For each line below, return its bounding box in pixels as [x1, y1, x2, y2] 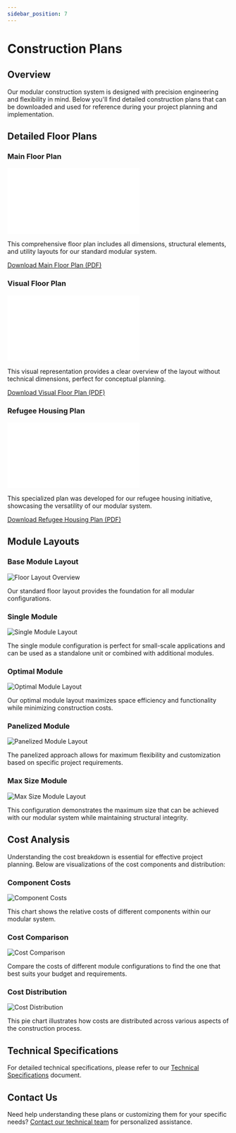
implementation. [7, 110, 54, 119]
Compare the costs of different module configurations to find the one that [7, 962, 221, 971]
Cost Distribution [7, 987, 67, 997]
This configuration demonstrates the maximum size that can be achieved [7, 806, 219, 814]
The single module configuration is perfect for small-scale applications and [7, 641, 225, 650]
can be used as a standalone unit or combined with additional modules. [7, 648, 214, 657]
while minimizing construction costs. [7, 703, 113, 713]
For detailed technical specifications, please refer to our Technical [7, 1063, 199, 1072]
